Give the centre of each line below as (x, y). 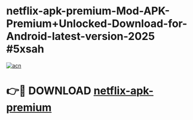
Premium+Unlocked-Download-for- (97, 24)
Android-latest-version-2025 (81, 36)
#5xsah (25, 49)
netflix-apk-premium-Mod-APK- (88, 11)
